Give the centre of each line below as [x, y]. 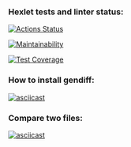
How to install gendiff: [51, 80]
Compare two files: [45, 118]
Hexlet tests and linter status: [66, 12]
